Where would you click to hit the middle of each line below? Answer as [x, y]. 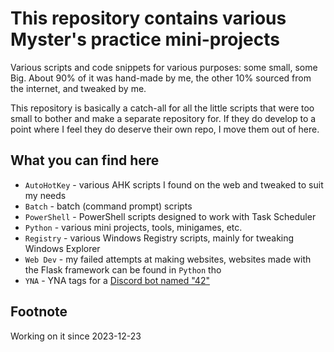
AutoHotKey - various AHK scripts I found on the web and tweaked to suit [174, 184]
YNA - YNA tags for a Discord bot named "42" [117, 280]
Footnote [39, 312]
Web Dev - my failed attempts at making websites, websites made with [168, 259]
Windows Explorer [62, 248]
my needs [45, 195]
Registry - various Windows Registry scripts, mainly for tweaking [159, 238]
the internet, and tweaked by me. [78, 88]
